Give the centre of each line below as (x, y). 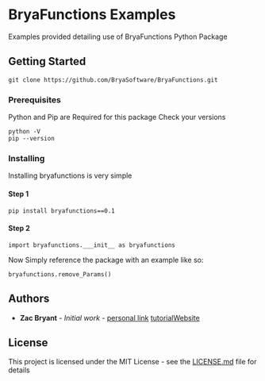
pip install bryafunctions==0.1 (61, 211)
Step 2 (19, 229)
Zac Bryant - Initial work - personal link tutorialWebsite (109, 317)
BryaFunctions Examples (92, 15)
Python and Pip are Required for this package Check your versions (117, 117)
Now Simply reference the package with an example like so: (106, 260)
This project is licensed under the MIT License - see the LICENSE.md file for (132, 362)
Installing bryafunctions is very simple (70, 175)
